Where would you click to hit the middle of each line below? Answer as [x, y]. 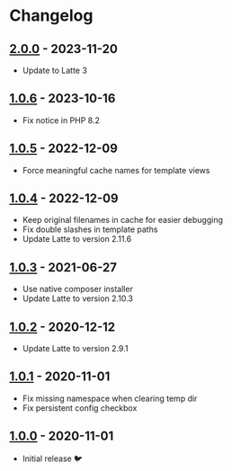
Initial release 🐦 [52, 458]
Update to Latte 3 [55, 70]
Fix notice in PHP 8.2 [61, 120]
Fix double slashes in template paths [90, 229]
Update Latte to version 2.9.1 [75, 349]
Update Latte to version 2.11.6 [77, 239]
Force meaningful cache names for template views [116, 170]
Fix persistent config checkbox [80, 408]
